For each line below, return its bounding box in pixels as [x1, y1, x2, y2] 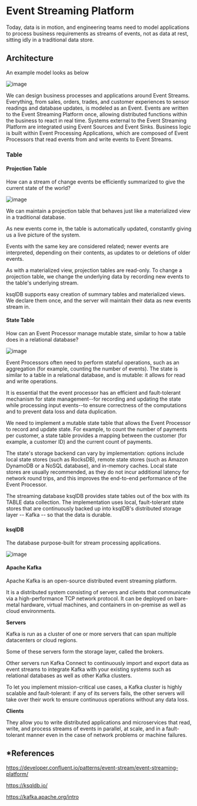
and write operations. [6, 378, 58, 385]
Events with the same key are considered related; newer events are [6, 243, 169, 250]
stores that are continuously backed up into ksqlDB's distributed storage [6, 505, 181, 512]
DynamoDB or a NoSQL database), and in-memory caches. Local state [6, 462, 178, 470]
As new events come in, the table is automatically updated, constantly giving [6, 225, 192, 232]
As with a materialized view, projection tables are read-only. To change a [6, 267, 182, 274]
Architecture [6, 53, 54, 63]
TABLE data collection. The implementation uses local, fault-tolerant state [6, 499, 184, 506]
